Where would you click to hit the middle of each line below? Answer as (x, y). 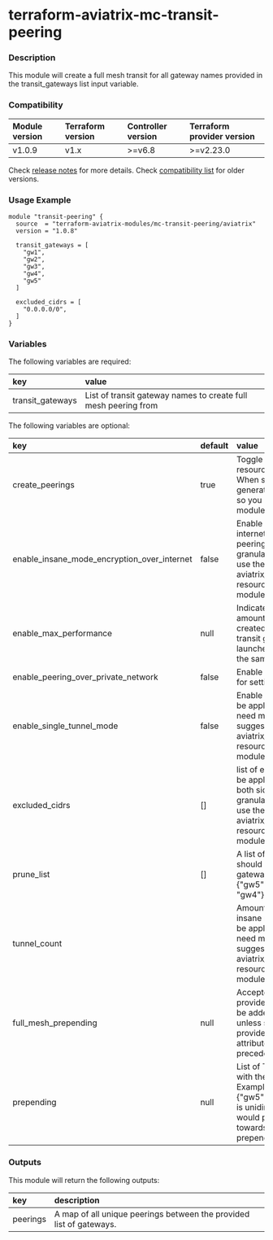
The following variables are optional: (69, 426)
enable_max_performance (62, 634)
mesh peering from (121, 406)
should (249, 864)
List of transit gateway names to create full (166, 395)
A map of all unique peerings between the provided (152, 1214)
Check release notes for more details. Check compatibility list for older (127, 170)
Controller (147, 126)
